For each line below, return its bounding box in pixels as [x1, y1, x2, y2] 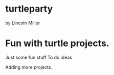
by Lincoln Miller [5, 20, 40, 26]
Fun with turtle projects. [5, 37, 109, 49]
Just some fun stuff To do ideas [5, 54, 73, 60]
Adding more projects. [5, 64, 53, 70]
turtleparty [5, 3, 53, 15]
